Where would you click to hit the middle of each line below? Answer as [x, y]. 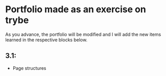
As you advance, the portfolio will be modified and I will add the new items [83, 34]
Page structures [30, 68]
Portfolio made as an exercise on [76, 9]
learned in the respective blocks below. [46, 40]
